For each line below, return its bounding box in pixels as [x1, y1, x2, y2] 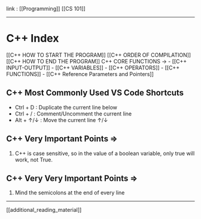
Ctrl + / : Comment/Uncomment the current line [14, 110, 132, 117]
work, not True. [14, 156, 53, 163]
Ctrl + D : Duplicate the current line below [14, 104, 118, 111]
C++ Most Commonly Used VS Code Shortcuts [6, 88, 184, 98]
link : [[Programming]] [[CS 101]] [6, 5, 86, 12]
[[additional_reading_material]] [6, 206, 82, 214]
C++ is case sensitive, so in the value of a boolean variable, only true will [14, 150, 195, 157]
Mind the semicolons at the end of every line [14, 189, 125, 196]
